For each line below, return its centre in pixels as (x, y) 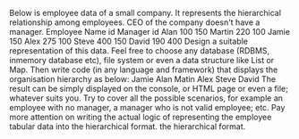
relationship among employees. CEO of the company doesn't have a (135, 22)
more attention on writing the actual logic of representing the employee (141, 117)
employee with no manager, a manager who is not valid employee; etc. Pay (147, 107)
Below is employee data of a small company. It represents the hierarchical (145, 13)
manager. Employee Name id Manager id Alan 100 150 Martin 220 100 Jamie (150, 32)
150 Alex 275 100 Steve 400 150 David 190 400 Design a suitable (129, 41)
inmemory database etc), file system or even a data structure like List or (142, 60)
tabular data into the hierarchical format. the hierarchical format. (128, 127)
